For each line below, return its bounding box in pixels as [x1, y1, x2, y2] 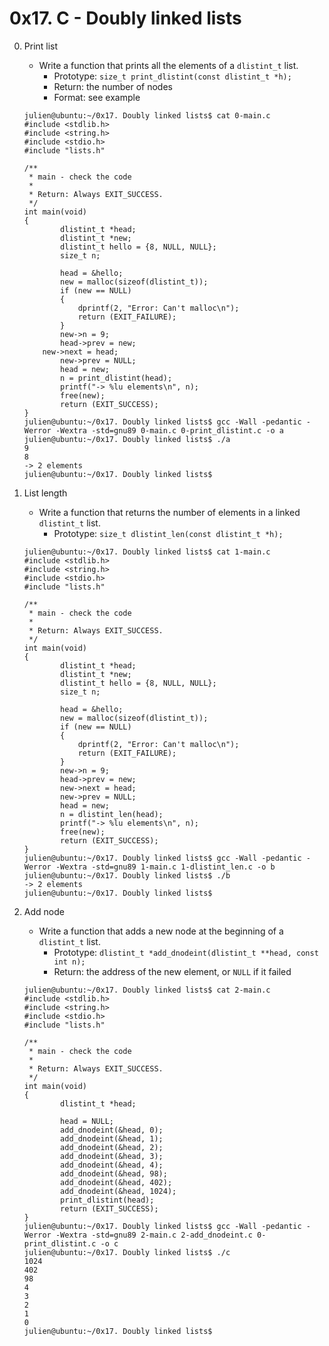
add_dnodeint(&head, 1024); [60, 1186, 177, 1196]
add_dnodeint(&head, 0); [60, 1125, 164, 1135]
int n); [53, 957, 86, 967]
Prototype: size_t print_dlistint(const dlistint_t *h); [53, 70, 292, 82]
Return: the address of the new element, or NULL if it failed [53, 965, 292, 977]
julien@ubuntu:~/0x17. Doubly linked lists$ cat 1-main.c [23, 547, 271, 557]
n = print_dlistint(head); [60, 373, 173, 383]
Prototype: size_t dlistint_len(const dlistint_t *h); [53, 527, 284, 539]
